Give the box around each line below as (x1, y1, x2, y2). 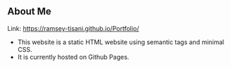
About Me (7, 6, 51, 18)
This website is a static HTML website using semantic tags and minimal (17, 38, 225, 46)
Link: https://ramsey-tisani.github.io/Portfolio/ (7, 24, 139, 32)
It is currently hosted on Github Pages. (17, 53, 130, 61)
